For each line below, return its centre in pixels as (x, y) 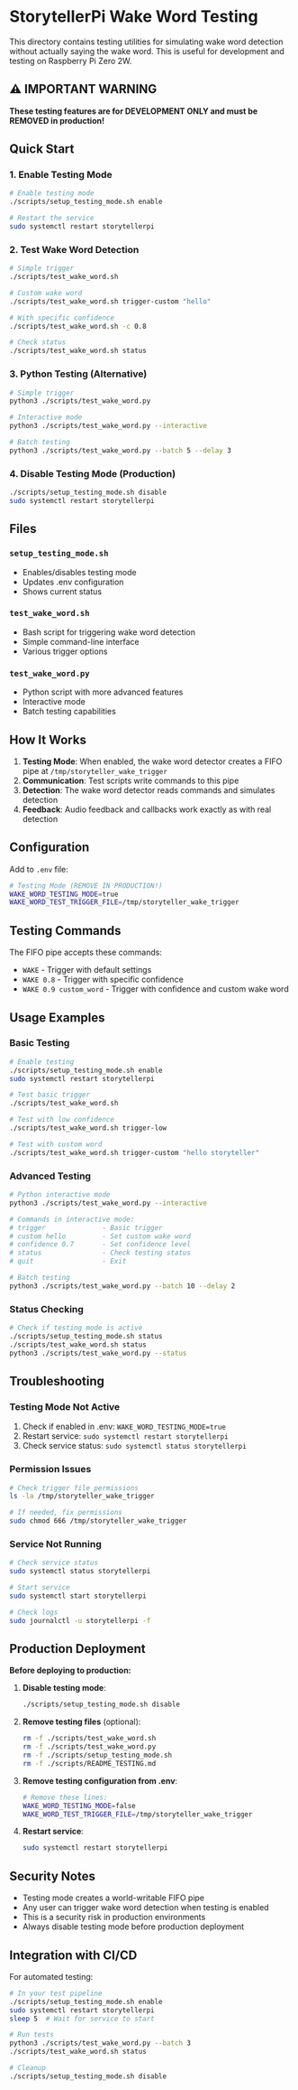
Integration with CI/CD (73, 1955)
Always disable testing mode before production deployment (133, 1927)
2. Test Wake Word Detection (74, 249)
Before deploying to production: (71, 1670)
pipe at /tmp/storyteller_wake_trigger (95, 770)
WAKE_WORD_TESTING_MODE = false (79, 1805)
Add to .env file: (39, 869)
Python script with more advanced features (103, 692)
